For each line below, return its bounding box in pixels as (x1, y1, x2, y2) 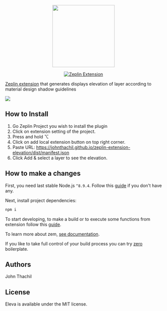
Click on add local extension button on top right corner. (12, 139, 126, 145)
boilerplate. (5, 246, 28, 252)
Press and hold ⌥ (12, 133, 49, 139)
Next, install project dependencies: (5, 197, 77, 204)
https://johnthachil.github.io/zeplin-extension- (36, 144, 131, 150)
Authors (5, 260, 31, 269)
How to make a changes (5, 169, 81, 178)
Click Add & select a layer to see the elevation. (12, 155, 108, 161)
